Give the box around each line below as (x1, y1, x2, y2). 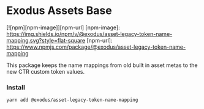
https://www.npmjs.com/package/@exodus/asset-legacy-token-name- (6, 43, 186, 51)
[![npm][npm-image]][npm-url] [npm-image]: (6, 24, 121, 31)
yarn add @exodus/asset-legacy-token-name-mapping (6, 97, 138, 104)
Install (6, 83, 26, 91)
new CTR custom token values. (6, 68, 85, 75)
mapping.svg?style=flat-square (6, 37, 86, 44)
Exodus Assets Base (6, 4, 112, 18)
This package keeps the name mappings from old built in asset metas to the (6, 62, 198, 69)
